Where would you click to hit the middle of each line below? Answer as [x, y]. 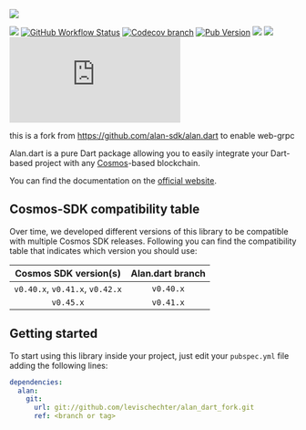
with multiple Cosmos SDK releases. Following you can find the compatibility [153, 241]
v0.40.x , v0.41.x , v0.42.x [68, 288]
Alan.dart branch [168, 273]
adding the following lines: [59, 365]
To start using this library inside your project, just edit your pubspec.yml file [149, 355]
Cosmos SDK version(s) [68, 273]
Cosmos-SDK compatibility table [105, 210]
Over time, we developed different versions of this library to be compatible [149, 231]
